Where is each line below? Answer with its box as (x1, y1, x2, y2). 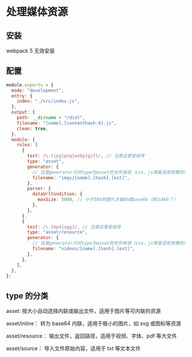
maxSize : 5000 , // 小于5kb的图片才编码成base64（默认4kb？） (37, 197, 178, 203)
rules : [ (16, 142, 38, 148)
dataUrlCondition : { (32, 191, 83, 197)
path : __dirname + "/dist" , (16, 115, 85, 121)
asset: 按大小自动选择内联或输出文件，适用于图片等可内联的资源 (6, 308, 161, 315)
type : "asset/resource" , (27, 230, 88, 235)
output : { (11, 109, 35, 115)
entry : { (11, 93, 33, 99)
